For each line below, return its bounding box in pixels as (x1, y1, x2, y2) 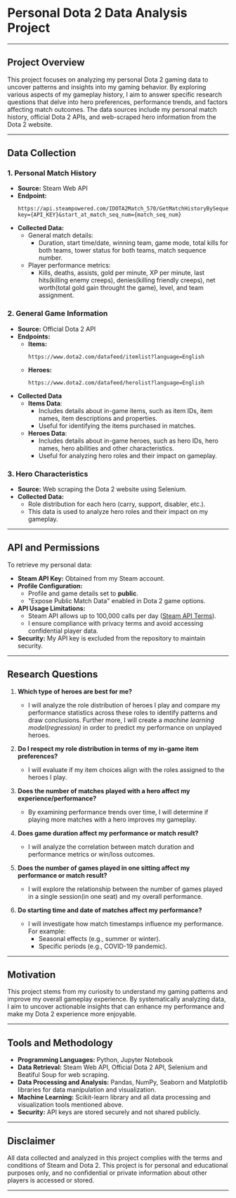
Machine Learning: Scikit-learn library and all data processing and (17, 1093, 211, 1102)
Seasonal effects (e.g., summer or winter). (38, 934, 161, 942)
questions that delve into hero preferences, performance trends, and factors (7, 97, 228, 106)
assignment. (38, 291, 74, 300)
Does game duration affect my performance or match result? (17, 828, 199, 837)
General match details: (27, 231, 93, 240)
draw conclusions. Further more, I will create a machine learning (27, 716, 215, 724)
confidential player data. (27, 626, 98, 635)
